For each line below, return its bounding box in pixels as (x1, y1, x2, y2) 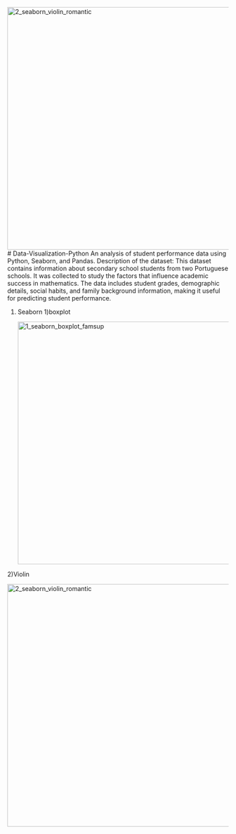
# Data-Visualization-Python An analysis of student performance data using (7, 249, 227, 258)
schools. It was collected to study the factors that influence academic (7, 272, 209, 280)
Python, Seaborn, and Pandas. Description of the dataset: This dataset (7, 257, 212, 265)
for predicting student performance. (7, 294, 112, 302)
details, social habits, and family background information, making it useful (7, 286, 221, 295)
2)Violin (7, 570, 30, 578)
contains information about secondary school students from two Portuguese (7, 264, 228, 272)
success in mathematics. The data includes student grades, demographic (7, 279, 220, 287)
